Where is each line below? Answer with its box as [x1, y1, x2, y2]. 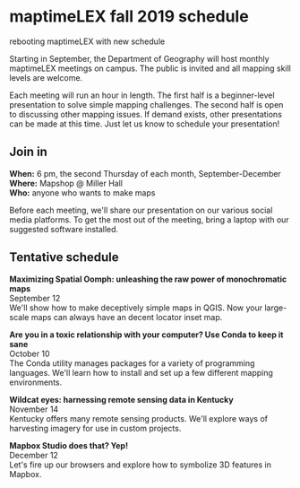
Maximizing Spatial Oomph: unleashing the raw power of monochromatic [9, 274, 287, 284]
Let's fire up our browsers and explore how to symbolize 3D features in [9, 459, 271, 470]
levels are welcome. [9, 72, 83, 83]
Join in [9, 144, 47, 160]
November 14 [9, 404, 59, 414]
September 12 [9, 292, 61, 303]
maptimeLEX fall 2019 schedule [9, 6, 249, 27]
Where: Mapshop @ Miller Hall [9, 178, 124, 188]
